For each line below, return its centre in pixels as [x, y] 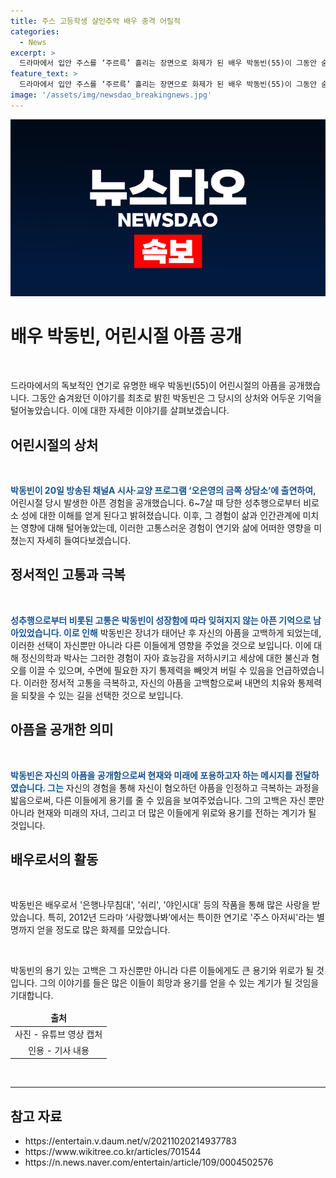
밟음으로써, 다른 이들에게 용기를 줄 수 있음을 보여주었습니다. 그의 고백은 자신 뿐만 [167, 800]
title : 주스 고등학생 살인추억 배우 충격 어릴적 [95, 21]
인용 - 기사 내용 [59, 1050]
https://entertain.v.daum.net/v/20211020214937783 [130, 1141]
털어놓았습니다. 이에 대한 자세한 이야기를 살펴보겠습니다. [120, 411]
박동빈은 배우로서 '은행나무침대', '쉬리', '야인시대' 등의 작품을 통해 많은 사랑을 [160, 905]
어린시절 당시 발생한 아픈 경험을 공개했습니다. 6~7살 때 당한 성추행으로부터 [156, 503]
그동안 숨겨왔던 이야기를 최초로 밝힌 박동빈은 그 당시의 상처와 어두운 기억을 [177, 398]
